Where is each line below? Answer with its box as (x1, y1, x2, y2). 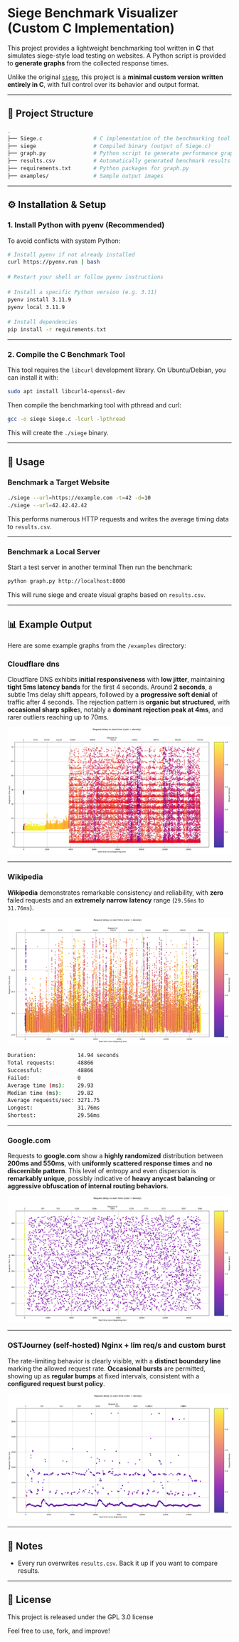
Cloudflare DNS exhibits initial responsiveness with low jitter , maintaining (7, 675, 225, 683)
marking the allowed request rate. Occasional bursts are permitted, (7, 1364, 206, 1373)
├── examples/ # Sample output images (7, 172, 164, 180)
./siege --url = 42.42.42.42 (7, 502, 87, 509)
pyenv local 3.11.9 (7, 303, 65, 311)
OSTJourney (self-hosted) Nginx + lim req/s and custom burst (7, 1341, 226, 1351)
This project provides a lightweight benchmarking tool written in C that (7, 43, 214, 52)
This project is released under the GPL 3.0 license (7, 1612, 154, 1621)
